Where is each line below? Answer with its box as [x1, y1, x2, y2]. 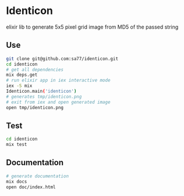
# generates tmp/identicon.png [6, 93, 82, 100]
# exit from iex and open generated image [6, 99, 111, 105]
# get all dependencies [6, 66, 64, 72]
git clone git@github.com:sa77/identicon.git [6, 55, 118, 62]
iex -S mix [6, 83, 33, 89]
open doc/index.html [6, 184, 56, 190]
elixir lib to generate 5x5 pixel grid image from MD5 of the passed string [6, 23, 179, 30]
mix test [6, 142, 27, 148]
